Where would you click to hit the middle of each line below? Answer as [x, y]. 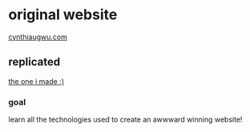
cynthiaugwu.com [38, 37]
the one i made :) [36, 81]
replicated [34, 62]
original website [63, 15]
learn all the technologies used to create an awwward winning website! [125, 120]
